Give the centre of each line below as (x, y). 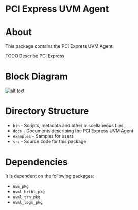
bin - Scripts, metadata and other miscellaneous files (68, 125)
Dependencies (37, 162)
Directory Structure (47, 111)
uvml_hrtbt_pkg (29, 192)
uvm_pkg (21, 186)
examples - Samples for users (43, 136)
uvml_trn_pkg (26, 197)
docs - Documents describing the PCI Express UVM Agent (73, 131)
